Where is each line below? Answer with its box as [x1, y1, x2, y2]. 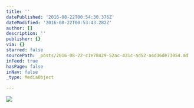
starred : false [6, 47, 44, 53]
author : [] [6, 25, 33, 31]
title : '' [6, 8, 31, 15]
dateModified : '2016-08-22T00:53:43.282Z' [6, 19, 112, 25]
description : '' [6, 31, 46, 37]
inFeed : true [6, 58, 38, 64]
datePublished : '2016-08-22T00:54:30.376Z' [6, 14, 115, 20]
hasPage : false [6, 63, 44, 70]
